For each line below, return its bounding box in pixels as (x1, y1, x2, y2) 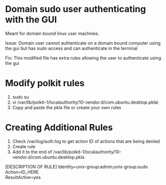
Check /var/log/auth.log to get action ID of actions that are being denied (12, 138, 160, 144)
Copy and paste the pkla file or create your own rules (12, 104, 122, 110)
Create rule (12, 143, 36, 149)
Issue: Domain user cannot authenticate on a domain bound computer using (5, 40, 161, 46)
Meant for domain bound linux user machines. (5, 30, 99, 36)
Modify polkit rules (5, 78, 85, 89)
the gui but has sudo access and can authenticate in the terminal (5, 45, 138, 51)
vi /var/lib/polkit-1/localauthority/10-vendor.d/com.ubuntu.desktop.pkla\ (12, 99, 159, 105)
